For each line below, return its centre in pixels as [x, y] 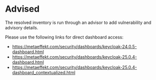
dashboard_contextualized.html [44, 72]
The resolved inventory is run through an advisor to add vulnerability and [78, 22]
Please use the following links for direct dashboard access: [64, 37]
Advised [22, 9]
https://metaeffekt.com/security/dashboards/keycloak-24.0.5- [74, 46]
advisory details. [22, 27]
